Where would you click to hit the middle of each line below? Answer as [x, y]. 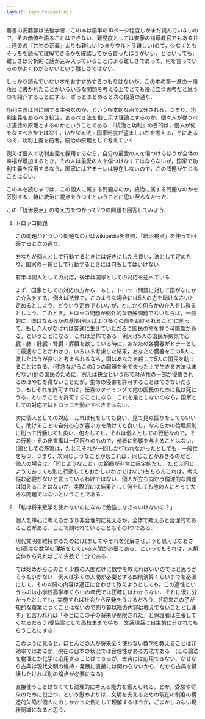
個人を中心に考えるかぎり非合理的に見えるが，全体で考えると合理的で [103, 520]
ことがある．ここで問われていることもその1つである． [88, 528]
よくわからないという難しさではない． [70, 68]
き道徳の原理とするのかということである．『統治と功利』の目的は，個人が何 [101, 125]
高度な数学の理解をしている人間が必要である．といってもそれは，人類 [110, 548]
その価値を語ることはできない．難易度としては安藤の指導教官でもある [105, 38]
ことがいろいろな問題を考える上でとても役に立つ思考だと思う [121, 89]
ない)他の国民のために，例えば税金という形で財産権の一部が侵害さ [104, 374]
